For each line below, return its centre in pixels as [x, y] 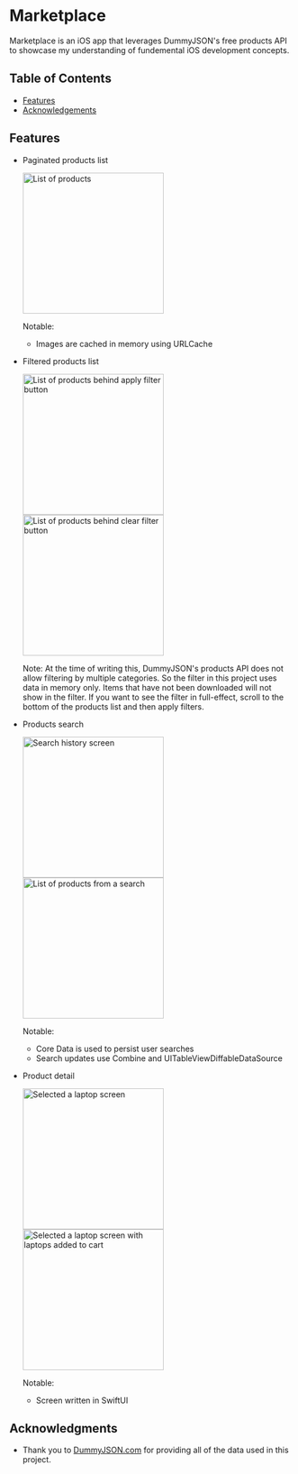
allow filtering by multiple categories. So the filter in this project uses [149, 678]
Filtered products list [60, 361]
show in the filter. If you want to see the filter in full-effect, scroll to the [153, 697]
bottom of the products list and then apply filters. [113, 706]
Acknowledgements [59, 110]
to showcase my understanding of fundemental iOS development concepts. [149, 50]
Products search [53, 724]
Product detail [48, 1076]
